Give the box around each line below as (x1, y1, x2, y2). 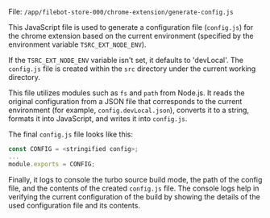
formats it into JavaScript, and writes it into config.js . (8, 114, 188, 124)
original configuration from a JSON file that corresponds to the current (8, 97, 243, 106)
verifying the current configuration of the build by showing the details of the (8, 191, 260, 201)
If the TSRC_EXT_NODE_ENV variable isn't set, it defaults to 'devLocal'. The (8, 56, 244, 65)
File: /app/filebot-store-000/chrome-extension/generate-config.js (8, 7, 234, 16)
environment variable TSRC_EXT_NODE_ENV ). (8, 40, 147, 49)
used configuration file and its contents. (8, 200, 141, 210)
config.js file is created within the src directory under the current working (8, 64, 256, 73)
